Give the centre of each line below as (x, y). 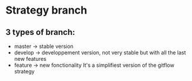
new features (30, 59)
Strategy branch (46, 10)
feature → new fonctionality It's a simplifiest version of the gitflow (94, 65)
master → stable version (44, 46)
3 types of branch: (40, 32)
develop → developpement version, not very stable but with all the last (100, 53)
